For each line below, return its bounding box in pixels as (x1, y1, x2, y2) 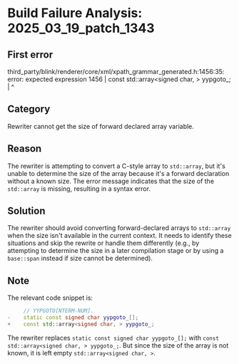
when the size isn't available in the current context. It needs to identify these (7, 232, 232, 240)
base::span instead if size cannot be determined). (7, 254, 153, 263)
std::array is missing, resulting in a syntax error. (7, 184, 151, 193)
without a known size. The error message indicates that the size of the (7, 177, 215, 185)
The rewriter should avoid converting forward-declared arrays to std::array (7, 224, 231, 232)
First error (7, 48, 54, 61)
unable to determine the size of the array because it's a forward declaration (7, 169, 230, 177)
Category (7, 103, 51, 115)
